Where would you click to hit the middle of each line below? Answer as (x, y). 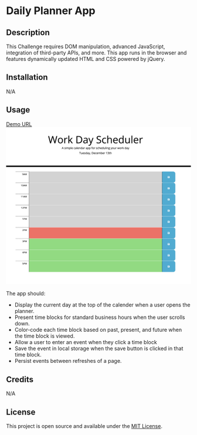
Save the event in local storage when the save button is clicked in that (99, 349)
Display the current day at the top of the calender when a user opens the (102, 305)
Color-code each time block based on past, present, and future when (98, 330)
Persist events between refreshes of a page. (68, 361)
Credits (20, 379)
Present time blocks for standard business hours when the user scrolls (100, 317)
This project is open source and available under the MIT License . (84, 426)
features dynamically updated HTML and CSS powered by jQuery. (86, 59)
